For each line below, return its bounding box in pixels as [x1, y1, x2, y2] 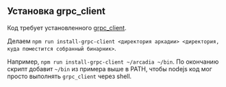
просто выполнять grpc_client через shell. [7, 72, 132, 80]
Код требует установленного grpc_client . [7, 23, 127, 32]
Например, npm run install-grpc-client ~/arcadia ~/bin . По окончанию [7, 58, 219, 66]
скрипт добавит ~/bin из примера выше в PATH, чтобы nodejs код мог [7, 64, 212, 73]
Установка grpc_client [7, 5, 106, 17]
